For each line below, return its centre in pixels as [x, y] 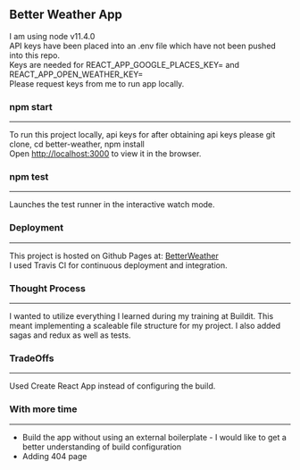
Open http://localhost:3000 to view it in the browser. [105, 154]
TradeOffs [32, 358]
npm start [31, 106]
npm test [29, 177]
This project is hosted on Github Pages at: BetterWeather [114, 256]
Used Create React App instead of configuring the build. [112, 386]
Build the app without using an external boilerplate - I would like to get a [154, 437]
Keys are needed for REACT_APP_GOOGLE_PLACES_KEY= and [124, 64]
